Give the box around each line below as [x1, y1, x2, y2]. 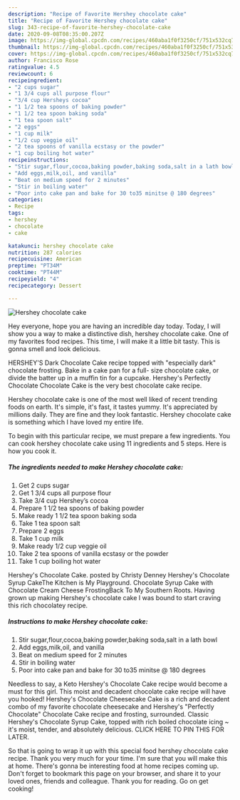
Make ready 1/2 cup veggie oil [18, 542, 108, 550]
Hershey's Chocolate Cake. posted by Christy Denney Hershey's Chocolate [8, 570, 230, 579]
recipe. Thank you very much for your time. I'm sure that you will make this [8, 754, 227, 762]
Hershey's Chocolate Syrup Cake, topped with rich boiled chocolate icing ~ [8, 717, 229, 726]
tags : [8, 210, 24, 217]
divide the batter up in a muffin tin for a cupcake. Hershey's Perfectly [8, 373, 211, 382]
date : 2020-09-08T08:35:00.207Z [8, 30, 104, 38]
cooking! [8, 784, 34, 793]
